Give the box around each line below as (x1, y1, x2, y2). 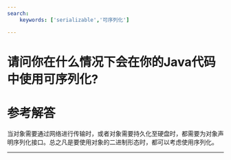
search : (7, 10, 30, 17)
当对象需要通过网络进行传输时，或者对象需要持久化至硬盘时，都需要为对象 (7, 129, 218, 137)
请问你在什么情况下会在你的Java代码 (7, 54, 216, 69)
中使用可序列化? (7, 71, 98, 87)
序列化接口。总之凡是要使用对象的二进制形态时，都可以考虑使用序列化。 (12, 138, 218, 146)
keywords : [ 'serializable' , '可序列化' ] (19, 16, 129, 23)
